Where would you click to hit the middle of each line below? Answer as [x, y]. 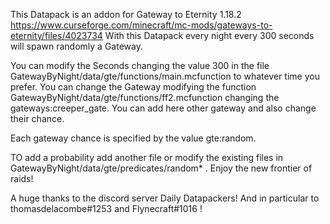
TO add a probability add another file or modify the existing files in [147, 157]
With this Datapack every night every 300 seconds [209, 35]
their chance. [37, 118]
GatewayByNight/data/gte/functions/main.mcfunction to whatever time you [165, 76]
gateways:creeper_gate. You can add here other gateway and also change [163, 108]
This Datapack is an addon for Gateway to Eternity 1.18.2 [126, 14]
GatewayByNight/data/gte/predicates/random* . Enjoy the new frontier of [161, 168]
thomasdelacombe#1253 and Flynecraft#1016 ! [106, 208]
